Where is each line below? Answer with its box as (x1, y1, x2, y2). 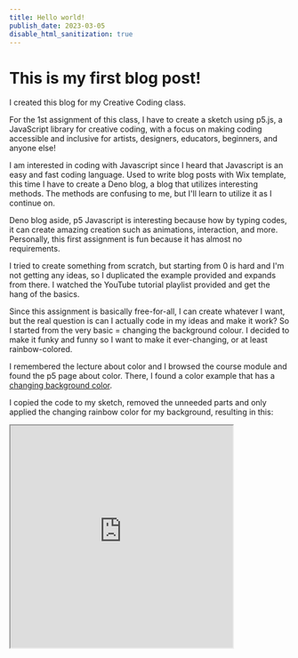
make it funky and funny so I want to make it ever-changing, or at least (9, 334, 269, 345)
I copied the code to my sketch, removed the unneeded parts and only (9, 397, 267, 408)
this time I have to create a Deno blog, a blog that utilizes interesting (9, 179, 258, 189)
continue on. (9, 197, 55, 209)
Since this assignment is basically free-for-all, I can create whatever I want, (9, 306, 286, 317)
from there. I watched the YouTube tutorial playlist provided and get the (9, 279, 270, 290)
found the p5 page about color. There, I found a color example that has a (9, 371, 276, 381)
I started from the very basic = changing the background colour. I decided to (9, 325, 290, 336)
